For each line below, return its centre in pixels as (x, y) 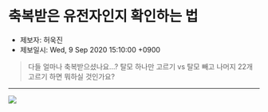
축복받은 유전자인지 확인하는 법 (103, 16)
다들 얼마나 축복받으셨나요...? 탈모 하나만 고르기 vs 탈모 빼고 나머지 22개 (140, 66)
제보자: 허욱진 (41, 40)
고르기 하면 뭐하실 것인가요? (71, 76)
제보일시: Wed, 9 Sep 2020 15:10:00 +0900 (90, 49)
